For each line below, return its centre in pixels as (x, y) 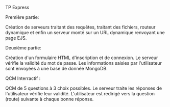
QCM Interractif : (23, 78)
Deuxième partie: (23, 48)
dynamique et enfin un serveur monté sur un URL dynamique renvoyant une (85, 32)
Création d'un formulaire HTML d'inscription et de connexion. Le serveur (82, 58)
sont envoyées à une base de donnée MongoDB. (57, 69)
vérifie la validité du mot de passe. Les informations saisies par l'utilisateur (84, 63)
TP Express (17, 7)
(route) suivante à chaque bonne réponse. (50, 99)
